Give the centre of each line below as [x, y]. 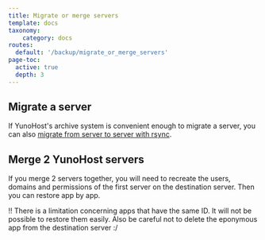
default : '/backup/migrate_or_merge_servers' [92, 52]
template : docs [33, 23]
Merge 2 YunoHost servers [76, 159]
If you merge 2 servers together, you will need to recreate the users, [120, 179]
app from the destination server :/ [63, 228]
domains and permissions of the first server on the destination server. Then [132, 187]
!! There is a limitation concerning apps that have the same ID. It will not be [130, 211]
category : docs [48, 38]
